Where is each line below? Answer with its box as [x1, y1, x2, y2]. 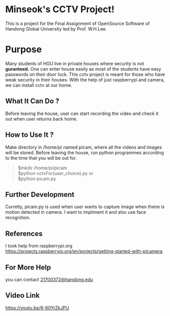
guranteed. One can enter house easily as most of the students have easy [5, 66, 161, 72]
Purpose [5, 44, 42, 55]
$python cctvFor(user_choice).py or [17, 170, 94, 176]
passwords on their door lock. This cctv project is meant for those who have [5, 71, 165, 77]
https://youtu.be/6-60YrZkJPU [5, 304, 70, 311]
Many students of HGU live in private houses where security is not [5, 60, 144, 67]
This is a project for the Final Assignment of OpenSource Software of [5, 20, 150, 26]
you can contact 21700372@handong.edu [5, 276, 93, 282]
